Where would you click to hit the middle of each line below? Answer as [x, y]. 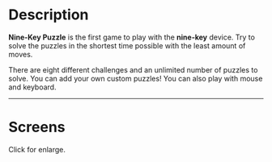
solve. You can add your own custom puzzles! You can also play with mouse [136, 78]
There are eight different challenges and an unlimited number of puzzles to [133, 69]
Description [49, 15]
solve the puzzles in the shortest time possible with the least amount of [127, 45]
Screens [37, 127]
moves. [21, 54]
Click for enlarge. [37, 149]
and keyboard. [32, 87]
